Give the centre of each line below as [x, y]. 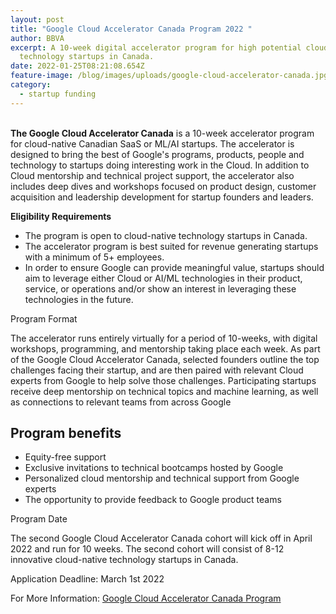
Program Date [39, 519]
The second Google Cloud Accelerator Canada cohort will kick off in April [161, 538]
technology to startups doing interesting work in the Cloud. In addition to [160, 165]
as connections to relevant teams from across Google [121, 402]
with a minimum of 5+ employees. [94, 257]
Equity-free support [65, 457]
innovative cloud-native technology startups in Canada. [124, 560]
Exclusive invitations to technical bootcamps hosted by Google [154, 468]
